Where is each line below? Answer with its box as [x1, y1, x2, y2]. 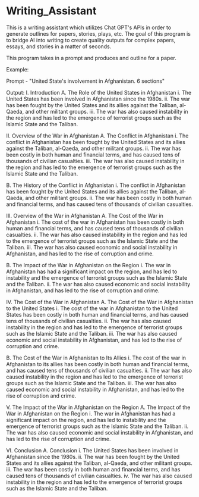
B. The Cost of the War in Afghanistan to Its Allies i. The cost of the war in [6, 354, 186, 361]
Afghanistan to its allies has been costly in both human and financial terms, [6, 360, 189, 367]
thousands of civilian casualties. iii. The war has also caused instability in [6, 157, 185, 164]
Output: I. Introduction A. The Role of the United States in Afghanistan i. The [6, 89, 192, 96]
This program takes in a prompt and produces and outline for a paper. [6, 54, 177, 61]
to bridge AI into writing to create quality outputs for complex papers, [6, 36, 176, 43]
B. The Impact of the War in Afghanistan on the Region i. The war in [6, 261, 171, 268]
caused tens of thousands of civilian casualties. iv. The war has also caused [6, 472, 192, 479]
